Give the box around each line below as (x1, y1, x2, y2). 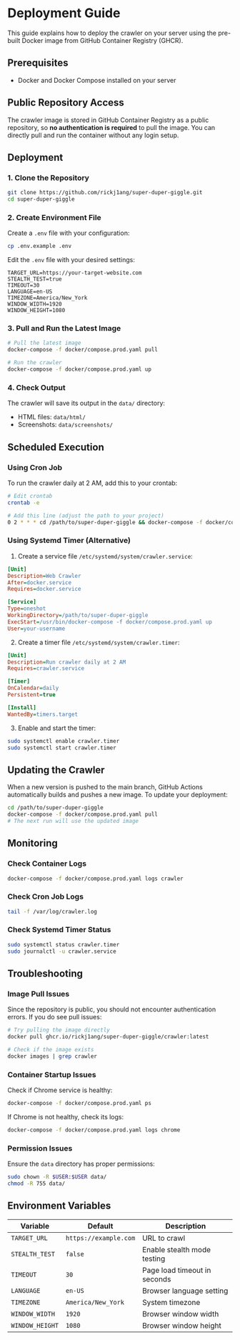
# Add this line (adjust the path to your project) (7, 512, 164, 519)
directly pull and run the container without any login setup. (7, 131, 179, 139)
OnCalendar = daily (7, 684, 59, 692)
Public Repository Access (7, 96, 125, 109)
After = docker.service (7, 579, 72, 586)
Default (87, 1221, 114, 1231)
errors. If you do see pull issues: (7, 1013, 102, 1021)
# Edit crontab (7, 492, 53, 499)
